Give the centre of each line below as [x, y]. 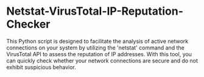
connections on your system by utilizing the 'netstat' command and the [95, 48]
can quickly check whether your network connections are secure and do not [102, 61]
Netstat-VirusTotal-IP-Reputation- [95, 11]
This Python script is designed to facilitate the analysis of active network [97, 41]
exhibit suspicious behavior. [41, 67]
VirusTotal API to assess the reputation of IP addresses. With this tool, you [99, 54]
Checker [28, 24]
